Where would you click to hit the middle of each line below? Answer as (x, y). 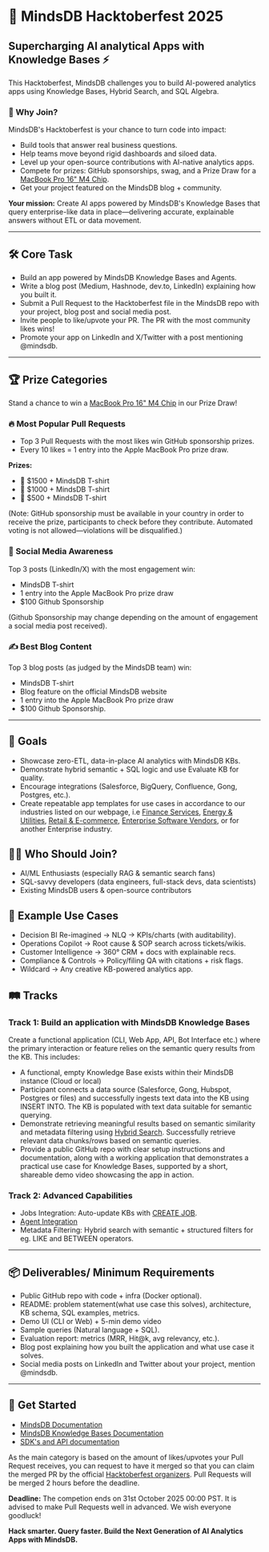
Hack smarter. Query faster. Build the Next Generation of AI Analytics (126, 1531)
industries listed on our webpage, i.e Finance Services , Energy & (126, 812)
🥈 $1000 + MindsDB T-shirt (65, 490)
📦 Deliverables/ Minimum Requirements (111, 1272)
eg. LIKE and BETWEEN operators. (77, 1239)
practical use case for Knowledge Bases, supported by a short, (124, 1166)
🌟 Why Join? (33, 112)
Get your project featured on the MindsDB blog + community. (121, 188)
